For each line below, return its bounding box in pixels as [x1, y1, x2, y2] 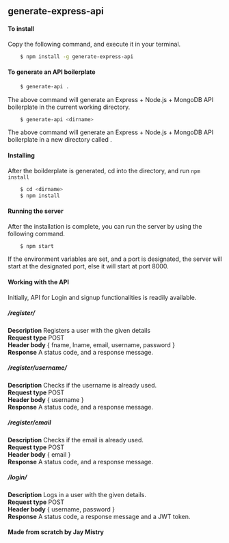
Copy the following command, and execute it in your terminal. [8, 40, 181, 48]
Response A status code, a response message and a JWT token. [8, 512, 191, 520]
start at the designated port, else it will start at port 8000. [8, 262, 170, 270]
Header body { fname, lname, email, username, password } [8, 340, 175, 349]
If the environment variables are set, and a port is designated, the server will [8, 255, 223, 263]
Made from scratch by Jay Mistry [8, 528, 105, 536]
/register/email [8, 418, 51, 427]
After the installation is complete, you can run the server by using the [8, 222, 202, 230]
